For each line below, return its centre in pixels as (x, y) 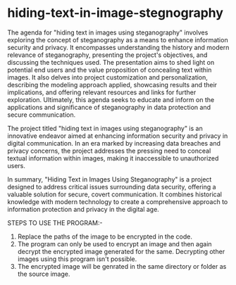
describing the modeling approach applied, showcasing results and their (112, 84)
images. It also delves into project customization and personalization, (107, 77)
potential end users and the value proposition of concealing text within (110, 70)
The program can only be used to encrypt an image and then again (115, 243)
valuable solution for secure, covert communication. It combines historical (114, 194)
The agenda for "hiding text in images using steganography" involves (108, 32)
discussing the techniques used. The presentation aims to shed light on (111, 62)
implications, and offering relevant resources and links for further (102, 92)
